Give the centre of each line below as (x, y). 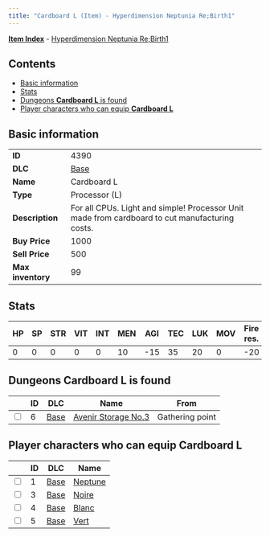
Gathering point (187, 416)
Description (35, 218)
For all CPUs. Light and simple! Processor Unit (157, 208)
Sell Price (31, 254)
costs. (82, 228)
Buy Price (31, 241)
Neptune (90, 482)
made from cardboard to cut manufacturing (152, 218)
